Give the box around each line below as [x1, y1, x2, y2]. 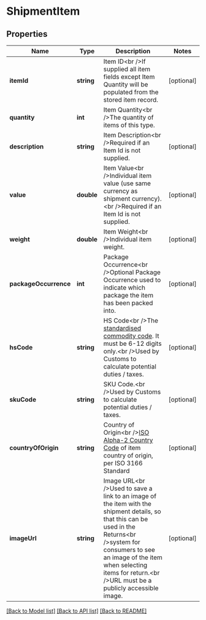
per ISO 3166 [103, 459, 143, 467]
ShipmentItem [6, 4, 80, 18]
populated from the [103, 88, 159, 96]
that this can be [103, 515, 148, 523]
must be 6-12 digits [103, 339, 162, 348]
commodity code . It [103, 332, 159, 340]
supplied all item [103, 65, 151, 73]
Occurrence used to [103, 276, 161, 284]
